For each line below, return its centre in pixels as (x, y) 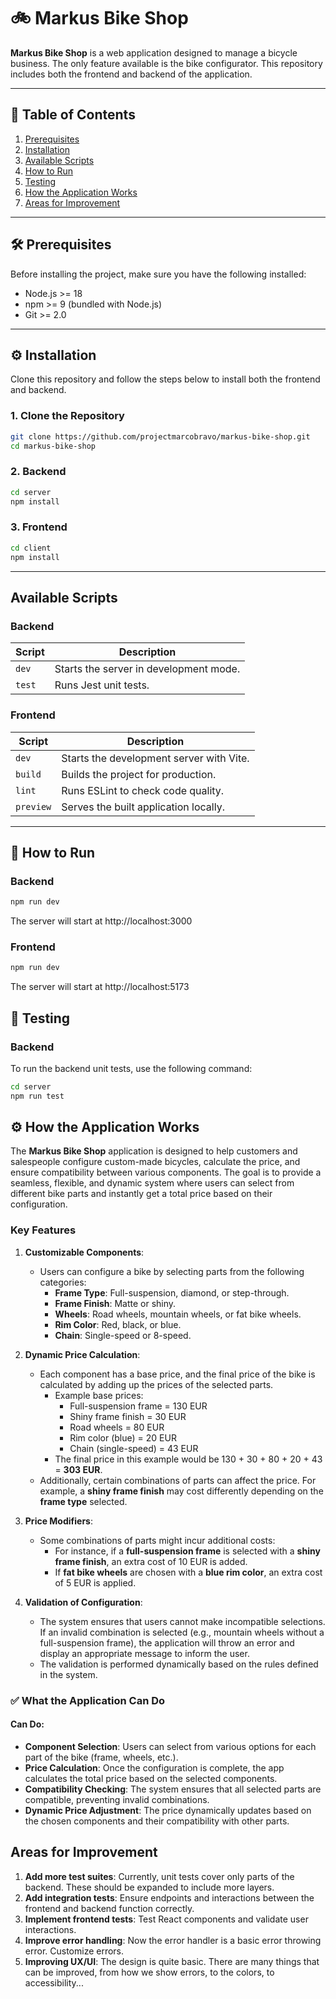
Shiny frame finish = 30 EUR (128, 1416)
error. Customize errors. (74, 1951)
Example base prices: (99, 1395)
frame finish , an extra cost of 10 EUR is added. (151, 1561)
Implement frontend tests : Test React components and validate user (166, 1919)
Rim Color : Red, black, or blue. (118, 1324)
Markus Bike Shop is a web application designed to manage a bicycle (154, 52)
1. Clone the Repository (67, 416)
